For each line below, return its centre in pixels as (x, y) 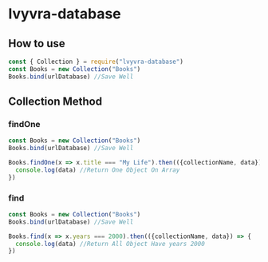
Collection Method (55, 102)
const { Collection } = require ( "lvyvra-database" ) (96, 62)
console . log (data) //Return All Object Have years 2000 (110, 244)
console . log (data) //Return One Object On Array (98, 170)
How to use (37, 44)
